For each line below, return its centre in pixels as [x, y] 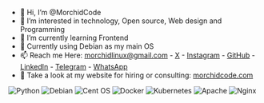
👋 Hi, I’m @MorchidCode [60, 12]
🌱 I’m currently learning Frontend [74, 38]
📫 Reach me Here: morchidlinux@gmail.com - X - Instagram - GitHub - [138, 55]
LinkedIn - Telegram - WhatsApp [74, 67]
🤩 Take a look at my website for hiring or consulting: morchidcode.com [136, 75]
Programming [42, 29]
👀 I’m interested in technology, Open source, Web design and [121, 21]
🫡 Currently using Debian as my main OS [87, 46]
